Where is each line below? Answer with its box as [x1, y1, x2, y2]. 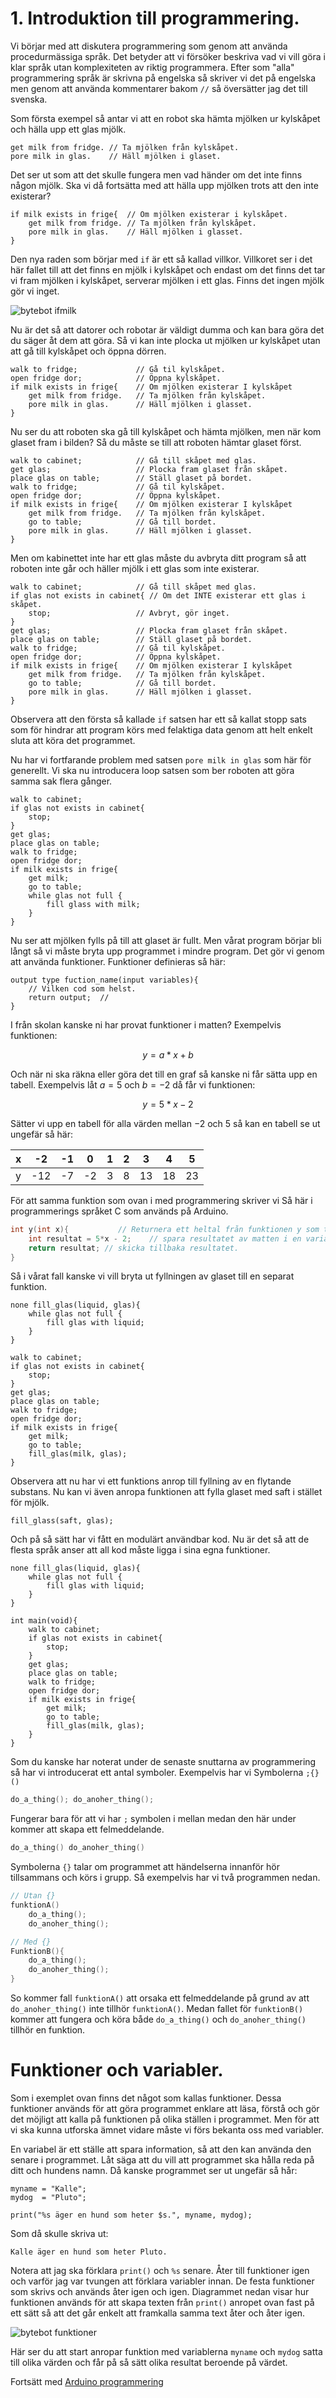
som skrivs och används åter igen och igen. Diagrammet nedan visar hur [10, 2286, 310, 2297]
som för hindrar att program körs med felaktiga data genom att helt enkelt [10, 723, 313, 736]
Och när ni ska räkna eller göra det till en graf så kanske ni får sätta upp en [10, 1068, 318, 1080]
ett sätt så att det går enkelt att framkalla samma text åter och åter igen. [10, 2307, 306, 2319]
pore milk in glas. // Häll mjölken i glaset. [10, 151, 222, 161]
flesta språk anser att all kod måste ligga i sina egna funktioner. [10, 1544, 271, 1556]
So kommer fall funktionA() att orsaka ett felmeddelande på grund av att [10, 1992, 310, 2004]
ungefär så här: [10, 1128, 73, 1140]
